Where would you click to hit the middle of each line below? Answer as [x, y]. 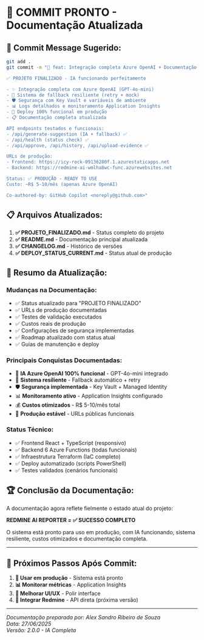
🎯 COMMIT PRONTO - [62, 12]
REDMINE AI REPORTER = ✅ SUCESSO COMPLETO [71, 520]
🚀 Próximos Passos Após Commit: [72, 563]
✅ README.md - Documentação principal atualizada [81, 239]
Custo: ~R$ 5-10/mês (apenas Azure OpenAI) [62, 184]
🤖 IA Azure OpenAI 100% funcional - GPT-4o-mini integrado [92, 374]
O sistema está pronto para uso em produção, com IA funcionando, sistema [101, 532]
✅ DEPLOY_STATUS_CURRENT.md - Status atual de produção [93, 253]
